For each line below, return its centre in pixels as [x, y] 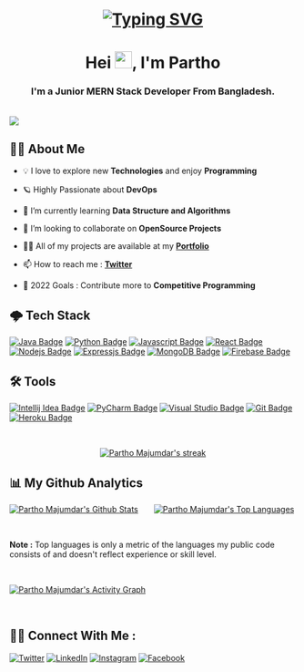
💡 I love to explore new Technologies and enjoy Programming [140, 171]
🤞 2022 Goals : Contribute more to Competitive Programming [139, 285]
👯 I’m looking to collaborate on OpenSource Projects [122, 229]
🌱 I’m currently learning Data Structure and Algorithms [127, 211]
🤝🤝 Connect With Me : [73, 636]
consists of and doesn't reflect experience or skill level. [113, 554]
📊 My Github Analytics [76, 483]
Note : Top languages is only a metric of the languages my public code [142, 544]
